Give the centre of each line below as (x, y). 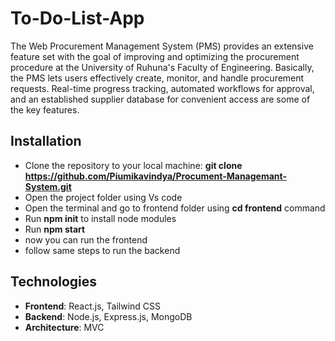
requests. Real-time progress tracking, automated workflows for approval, (162, 88)
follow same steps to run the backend (102, 250)
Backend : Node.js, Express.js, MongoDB (108, 316)
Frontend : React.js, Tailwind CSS (93, 306)
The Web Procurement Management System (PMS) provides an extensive (162, 46)
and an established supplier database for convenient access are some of (160, 99)
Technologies (54, 282)
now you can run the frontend (86, 239)
